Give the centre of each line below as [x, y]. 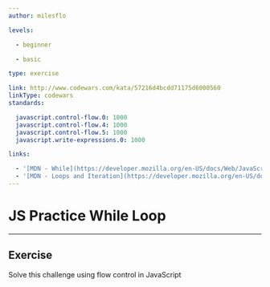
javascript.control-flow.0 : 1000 [72, 117]
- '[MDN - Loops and [50, 176]
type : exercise [34, 74]
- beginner [34, 45]
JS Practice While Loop [87, 216]
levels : [21, 30]
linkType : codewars [41, 96]
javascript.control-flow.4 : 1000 [72, 125]
